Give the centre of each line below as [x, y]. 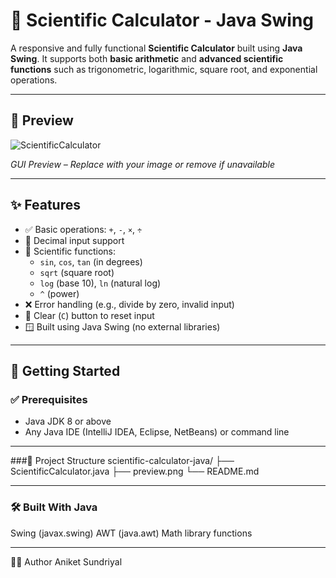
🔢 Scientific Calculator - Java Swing [162, 20]
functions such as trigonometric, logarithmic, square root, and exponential [164, 69]
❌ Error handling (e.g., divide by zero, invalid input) [129, 304]
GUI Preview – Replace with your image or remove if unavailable [142, 164]
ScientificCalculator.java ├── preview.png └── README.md [135, 471]
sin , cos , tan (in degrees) [91, 261]
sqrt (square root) [77, 272]
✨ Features [45, 205]
